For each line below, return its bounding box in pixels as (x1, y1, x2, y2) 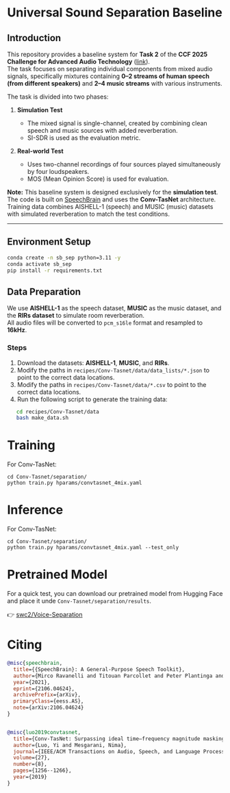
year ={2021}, (13, 679, 51, 685)
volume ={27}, (13, 755, 51, 761)
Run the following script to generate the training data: (16, 395, 168, 403)
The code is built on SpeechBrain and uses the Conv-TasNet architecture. (7, 195, 216, 203)
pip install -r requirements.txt (7, 267, 103, 274)
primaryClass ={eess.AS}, (13, 698, 84, 705)
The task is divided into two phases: (7, 92, 109, 101)
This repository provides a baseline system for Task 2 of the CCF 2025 (7, 50, 208, 58)
